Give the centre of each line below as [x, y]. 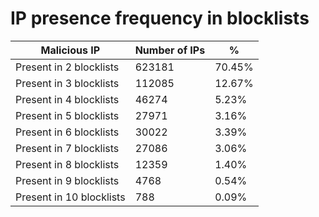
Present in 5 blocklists [67, 115]
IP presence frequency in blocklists [160, 18]
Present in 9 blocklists [67, 180]
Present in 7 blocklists [67, 148]
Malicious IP [70, 50]
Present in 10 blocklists [70, 197]
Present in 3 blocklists [67, 83]
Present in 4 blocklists [67, 99]
